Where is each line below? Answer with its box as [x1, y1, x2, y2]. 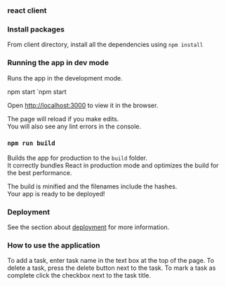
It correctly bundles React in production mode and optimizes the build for [7, 161, 219, 170]
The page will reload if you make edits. [7, 114, 119, 123]
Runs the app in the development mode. [7, 74, 123, 82]
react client [7, 6, 47, 15]
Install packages [7, 24, 65, 34]
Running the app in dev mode [7, 58, 109, 68]
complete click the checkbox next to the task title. [7, 271, 151, 280]
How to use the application [7, 240, 100, 250]
